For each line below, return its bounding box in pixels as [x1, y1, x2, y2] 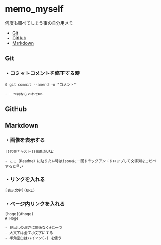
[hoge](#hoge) [5, 212, 34, 217]
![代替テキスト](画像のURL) [5, 149, 55, 154]
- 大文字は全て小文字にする [5, 230, 54, 236]
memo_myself [5, 3, 64, 15]
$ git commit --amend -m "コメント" [5, 82, 76, 87]
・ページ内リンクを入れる [5, 200, 65, 207]
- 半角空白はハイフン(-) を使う [5, 236, 62, 241]
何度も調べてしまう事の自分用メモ [5, 20, 73, 26]
